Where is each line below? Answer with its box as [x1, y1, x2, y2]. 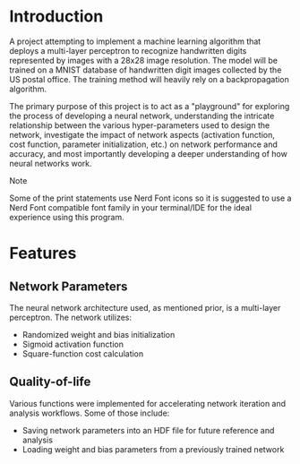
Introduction [9, 6, 104, 27]
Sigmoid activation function [21, 339, 124, 349]
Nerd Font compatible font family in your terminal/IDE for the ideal [9, 202, 253, 212]
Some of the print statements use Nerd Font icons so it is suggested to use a [9, 193, 292, 203]
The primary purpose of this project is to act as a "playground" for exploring [9, 100, 290, 111]
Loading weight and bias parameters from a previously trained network [21, 443, 285, 454]
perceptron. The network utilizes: [9, 312, 133, 322]
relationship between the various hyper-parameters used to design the [9, 119, 270, 131]
